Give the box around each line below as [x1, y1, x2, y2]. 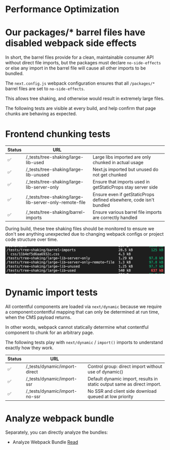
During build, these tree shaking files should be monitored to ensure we [5, 226, 154, 232]
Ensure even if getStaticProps [93, 191, 154, 197]
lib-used [26, 159, 45, 165]
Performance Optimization [5, 4, 119, 15]
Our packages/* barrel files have [5, 27, 146, 39]
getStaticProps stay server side [93, 184, 158, 191]
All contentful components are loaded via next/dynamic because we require [5, 303, 162, 310]
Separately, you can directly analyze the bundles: [5, 429, 108, 435]
